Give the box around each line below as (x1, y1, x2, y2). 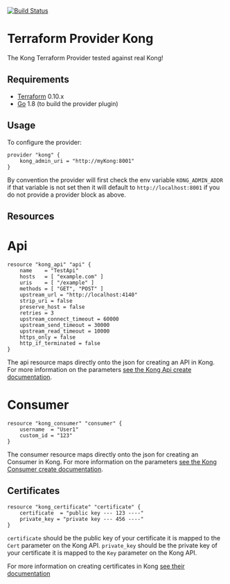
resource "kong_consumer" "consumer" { (7, 420, 123, 427)
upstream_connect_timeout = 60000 (19, 315, 119, 322)
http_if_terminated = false (19, 339, 100, 346)
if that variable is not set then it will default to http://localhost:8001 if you (7, 183, 220, 191)
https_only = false (19, 333, 76, 341)
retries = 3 (19, 309, 54, 317)
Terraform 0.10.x (17, 92, 64, 100)
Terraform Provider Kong (7, 31, 154, 46)
